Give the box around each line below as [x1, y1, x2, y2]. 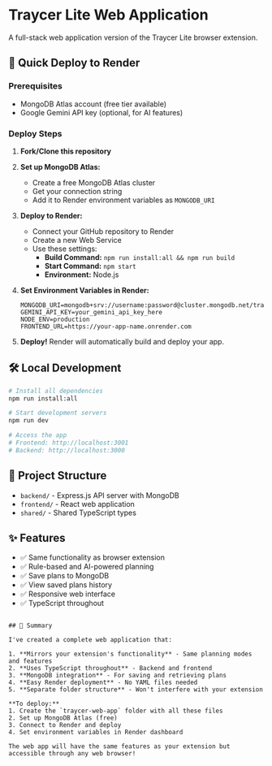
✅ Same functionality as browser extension [19, 552, 165, 562]
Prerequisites [8, 80, 63, 92]
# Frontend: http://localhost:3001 [8, 439, 129, 448]
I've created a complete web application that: [8, 636, 173, 644]
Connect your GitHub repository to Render [32, 226, 175, 236]
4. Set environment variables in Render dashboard [8, 729, 183, 737]
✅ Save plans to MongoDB [19, 571, 110, 581]
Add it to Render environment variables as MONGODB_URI [32, 195, 215, 205]
